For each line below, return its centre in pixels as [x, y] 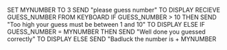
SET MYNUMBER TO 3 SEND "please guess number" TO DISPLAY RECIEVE [114, 10]
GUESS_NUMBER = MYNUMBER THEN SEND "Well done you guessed [106, 32]
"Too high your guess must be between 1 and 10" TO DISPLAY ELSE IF [106, 24]
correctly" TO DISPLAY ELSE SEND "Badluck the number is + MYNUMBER [112, 39]
